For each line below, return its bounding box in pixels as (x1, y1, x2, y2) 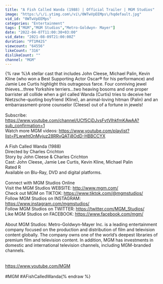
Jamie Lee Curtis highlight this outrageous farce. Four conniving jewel (5, 81, 147, 87)
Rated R (5, 165, 21, 170)
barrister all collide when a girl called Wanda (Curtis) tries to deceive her (5, 92, 152, 97)
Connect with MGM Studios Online (5, 180, 75, 186)
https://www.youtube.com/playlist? (58, 128, 130, 134)
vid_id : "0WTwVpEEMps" (5, 16, 52, 21)
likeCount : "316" (5, 48, 41, 53)
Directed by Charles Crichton (5, 149, 64, 155)
